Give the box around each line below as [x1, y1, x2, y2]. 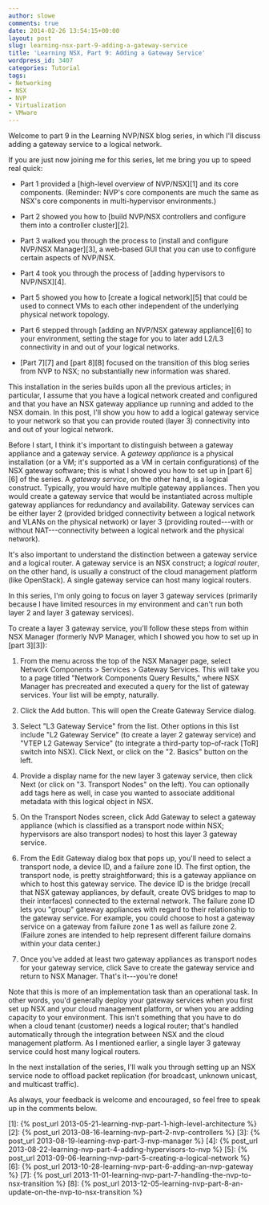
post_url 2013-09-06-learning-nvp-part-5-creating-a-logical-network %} [8, 1154, 251, 1162]
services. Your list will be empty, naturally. [19, 690, 159, 700]
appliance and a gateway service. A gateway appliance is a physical [8, 449, 234, 458]
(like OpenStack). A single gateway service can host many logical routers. [8, 575, 252, 585]
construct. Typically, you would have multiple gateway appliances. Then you [8, 483, 260, 492]
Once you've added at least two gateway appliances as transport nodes [19, 954, 258, 964]
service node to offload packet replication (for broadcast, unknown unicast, [8, 1071, 258, 1080]
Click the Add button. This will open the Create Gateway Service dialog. [19, 706, 256, 715]
